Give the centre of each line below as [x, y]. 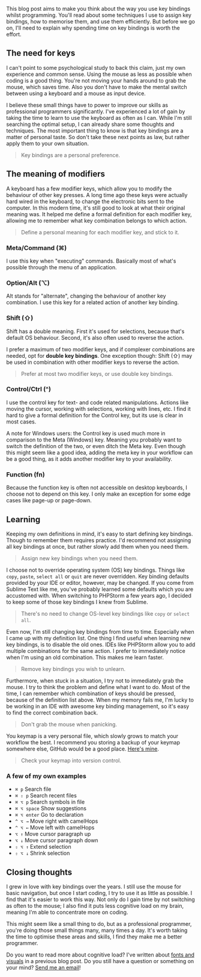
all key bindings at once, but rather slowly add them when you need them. [97, 546]
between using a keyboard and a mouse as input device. [76, 93]
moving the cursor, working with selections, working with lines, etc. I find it [98, 408]
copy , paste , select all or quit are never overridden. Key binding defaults [97, 576]
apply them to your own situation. [47, 143]
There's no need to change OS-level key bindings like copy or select [105, 613]
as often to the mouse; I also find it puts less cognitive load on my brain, [95, 906]
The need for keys [41, 53]
